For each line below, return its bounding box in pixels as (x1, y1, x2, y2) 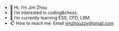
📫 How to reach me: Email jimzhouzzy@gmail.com (9, 20, 114, 26)
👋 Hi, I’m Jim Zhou (9, 5, 47, 10)
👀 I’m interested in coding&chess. (9, 10, 78, 15)
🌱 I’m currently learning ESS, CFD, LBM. (9, 15, 91, 20)
